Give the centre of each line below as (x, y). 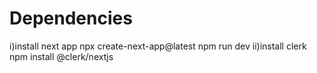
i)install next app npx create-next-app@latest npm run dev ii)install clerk (158, 46)
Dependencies (71, 18)
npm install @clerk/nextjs (61, 56)
